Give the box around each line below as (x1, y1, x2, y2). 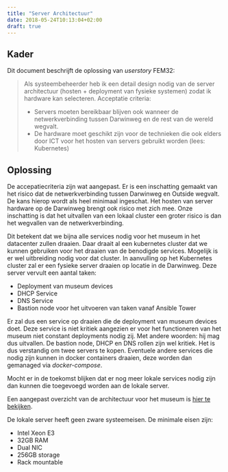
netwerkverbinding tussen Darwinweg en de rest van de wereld (34, 115, 214, 124)
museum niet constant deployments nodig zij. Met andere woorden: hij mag (7, 332, 220, 340)
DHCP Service (16, 289, 58, 297)
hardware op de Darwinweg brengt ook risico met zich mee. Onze (7, 204, 193, 212)
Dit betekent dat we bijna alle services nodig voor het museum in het (7, 232, 201, 240)
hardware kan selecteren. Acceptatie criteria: (23, 94, 151, 103)
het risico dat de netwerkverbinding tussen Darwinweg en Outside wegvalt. (7, 190, 220, 198)
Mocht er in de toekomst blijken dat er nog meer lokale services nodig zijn (7, 374, 216, 382)
